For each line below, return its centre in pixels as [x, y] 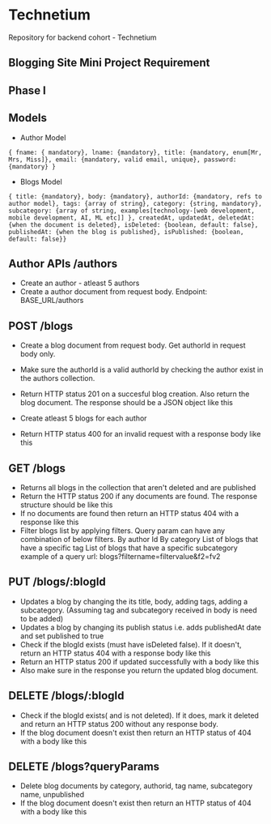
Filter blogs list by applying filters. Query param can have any [122, 530]
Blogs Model [41, 181]
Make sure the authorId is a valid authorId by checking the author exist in [142, 369]
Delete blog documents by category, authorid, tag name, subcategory [136, 786]
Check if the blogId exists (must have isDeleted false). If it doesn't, [131, 644]
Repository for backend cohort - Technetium [83, 37]
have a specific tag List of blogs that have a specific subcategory [129, 548]
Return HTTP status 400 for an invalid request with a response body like [140, 434]
